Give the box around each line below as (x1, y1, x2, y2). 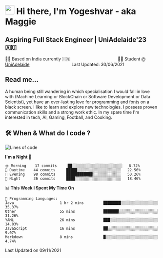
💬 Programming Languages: (5, 196, 58, 201)
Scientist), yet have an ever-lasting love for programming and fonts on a (5, 99, 150, 105)
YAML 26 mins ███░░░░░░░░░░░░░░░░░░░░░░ (5, 217, 159, 222)
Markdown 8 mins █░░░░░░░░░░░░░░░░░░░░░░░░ (5, 234, 159, 240)
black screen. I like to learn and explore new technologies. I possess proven (5, 104, 158, 110)
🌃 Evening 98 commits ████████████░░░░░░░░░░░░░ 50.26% (5, 172, 141, 177)
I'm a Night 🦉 (5, 154, 32, 160)
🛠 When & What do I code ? (5, 129, 91, 137)
